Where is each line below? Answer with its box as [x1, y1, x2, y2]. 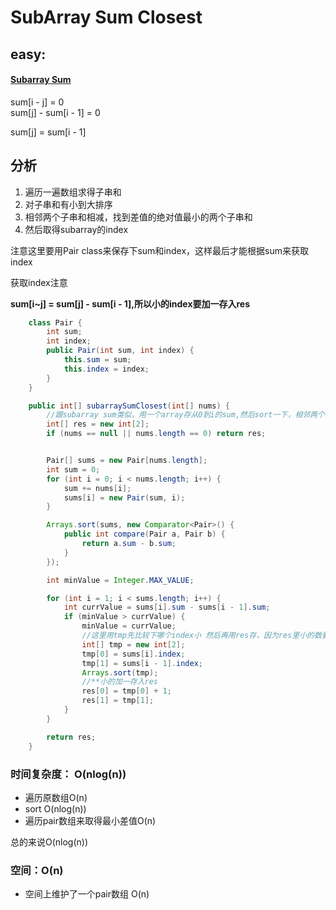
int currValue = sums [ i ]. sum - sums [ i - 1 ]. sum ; [63, 602, 271, 613]
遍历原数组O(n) [24, 791, 88, 803]
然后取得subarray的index [24, 223, 129, 235]
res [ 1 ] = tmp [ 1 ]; [81, 696, 155, 706]
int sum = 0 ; [46, 464, 101, 475]
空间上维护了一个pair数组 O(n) [24, 888, 150, 900]
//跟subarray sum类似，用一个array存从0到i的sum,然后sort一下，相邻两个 [46, 410, 325, 420]
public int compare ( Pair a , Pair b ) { [63, 529, 226, 540]
